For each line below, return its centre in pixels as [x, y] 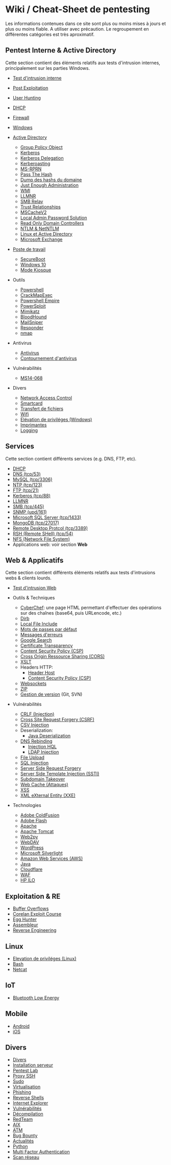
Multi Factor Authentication [41, 1152]
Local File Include [39, 624]
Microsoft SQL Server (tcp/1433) [47, 517]
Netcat [20, 969]
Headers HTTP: [36, 667]
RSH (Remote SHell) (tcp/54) [43, 534]
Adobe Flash [34, 821]
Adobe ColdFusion [40, 815]
